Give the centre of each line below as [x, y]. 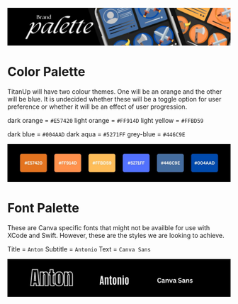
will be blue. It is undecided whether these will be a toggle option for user [114, 99]
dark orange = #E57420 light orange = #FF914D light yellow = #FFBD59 [106, 121]
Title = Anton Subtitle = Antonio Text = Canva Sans [79, 249]
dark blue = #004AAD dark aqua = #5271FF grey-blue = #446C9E [96, 134]
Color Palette [46, 72]
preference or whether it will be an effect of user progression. [97, 107]
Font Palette [44, 208]
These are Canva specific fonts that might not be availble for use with [109, 228]
